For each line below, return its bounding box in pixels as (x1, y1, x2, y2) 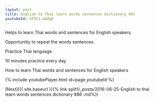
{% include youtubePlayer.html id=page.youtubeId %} (5, 77, 115, 83)
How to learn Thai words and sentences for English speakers (5, 67, 129, 73)
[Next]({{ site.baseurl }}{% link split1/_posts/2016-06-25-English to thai (5, 86, 150, 92)
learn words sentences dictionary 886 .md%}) (5, 91, 99, 98)
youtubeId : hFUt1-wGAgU (5, 16, 54, 21)
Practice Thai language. (5, 48, 53, 54)
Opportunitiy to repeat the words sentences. (5, 39, 95, 45)
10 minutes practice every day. (5, 58, 67, 64)
